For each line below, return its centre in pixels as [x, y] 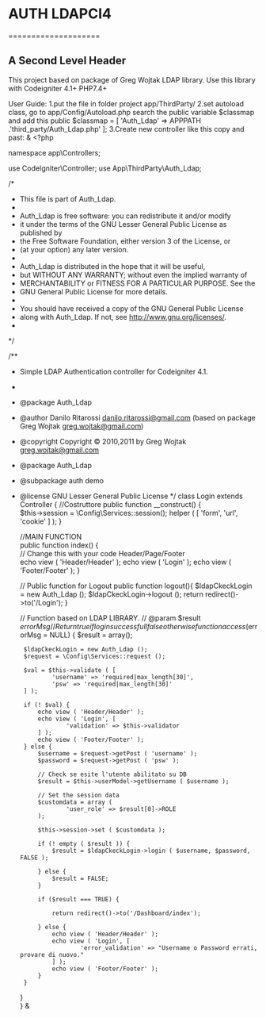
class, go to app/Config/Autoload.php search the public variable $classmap [131, 112]
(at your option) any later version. [74, 249]
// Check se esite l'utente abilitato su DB [112, 774]
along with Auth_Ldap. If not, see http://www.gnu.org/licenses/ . [123, 317]
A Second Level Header [67, 61]
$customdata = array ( [75, 802]
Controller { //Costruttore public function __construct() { [110, 504]
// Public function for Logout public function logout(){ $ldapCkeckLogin [136, 586]
